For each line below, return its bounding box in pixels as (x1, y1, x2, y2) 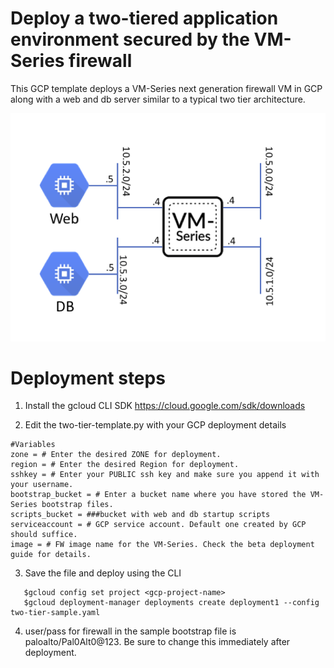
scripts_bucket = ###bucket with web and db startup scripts (10, 510, 271, 520)
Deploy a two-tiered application (10, 7, 279, 30)
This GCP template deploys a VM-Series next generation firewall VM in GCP (10, 82, 323, 94)
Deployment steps (10, 367, 166, 389)
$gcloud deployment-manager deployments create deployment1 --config (23, 598, 320, 608)
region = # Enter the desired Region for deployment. (10, 460, 240, 470)
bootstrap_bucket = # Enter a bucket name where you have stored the (10, 490, 307, 500)
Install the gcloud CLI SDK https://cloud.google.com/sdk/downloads (24, 400, 306, 412)
